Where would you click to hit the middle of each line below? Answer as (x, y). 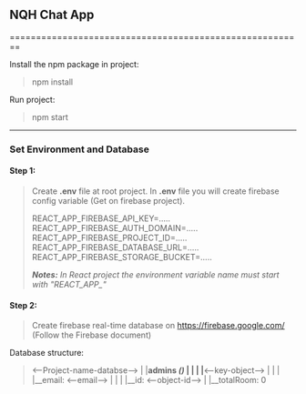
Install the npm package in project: (74, 64)
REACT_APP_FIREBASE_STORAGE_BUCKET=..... (122, 257)
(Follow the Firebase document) (92, 335)
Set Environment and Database (80, 149)
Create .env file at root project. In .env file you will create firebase (155, 191)
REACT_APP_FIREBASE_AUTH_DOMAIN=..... (115, 227)
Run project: (32, 99)
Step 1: (23, 171)
